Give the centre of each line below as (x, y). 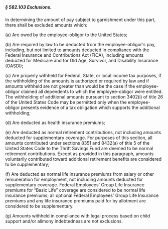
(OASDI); (14, 66)
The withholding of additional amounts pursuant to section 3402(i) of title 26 (84, 97)
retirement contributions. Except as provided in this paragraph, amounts (79, 154)
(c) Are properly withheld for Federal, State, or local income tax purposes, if (83, 75)
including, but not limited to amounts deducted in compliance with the (77, 50)
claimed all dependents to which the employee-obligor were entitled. (92, 91)
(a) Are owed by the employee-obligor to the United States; (66, 35)
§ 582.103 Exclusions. (28, 7)
